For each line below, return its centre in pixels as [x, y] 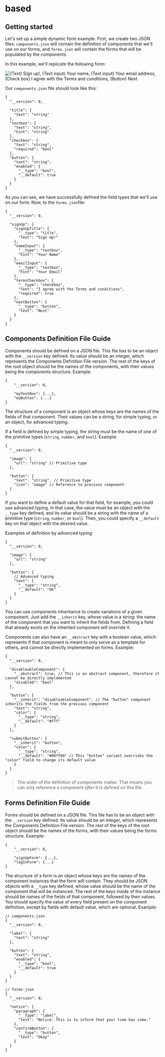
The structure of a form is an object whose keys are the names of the [75, 875]
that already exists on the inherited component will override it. [68, 627]
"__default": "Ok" [37, 589]
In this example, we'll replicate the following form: [55, 64]
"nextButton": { [31, 302]
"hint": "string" [32, 132]
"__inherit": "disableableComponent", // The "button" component [82, 699]
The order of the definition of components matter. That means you [84, 782]
